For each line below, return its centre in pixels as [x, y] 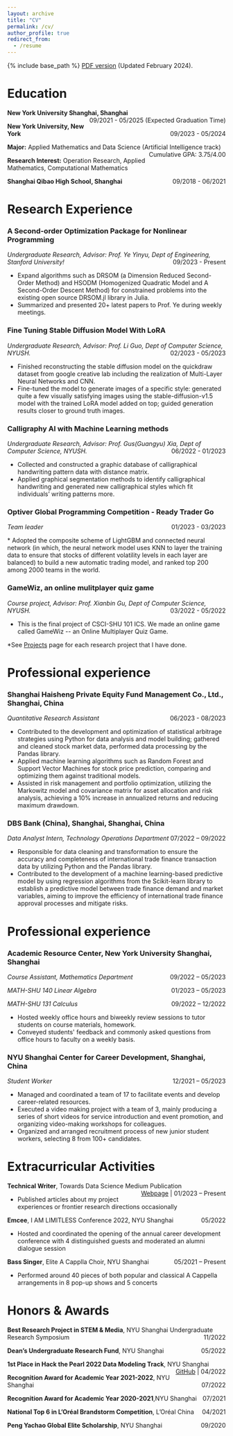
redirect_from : [29, 40]
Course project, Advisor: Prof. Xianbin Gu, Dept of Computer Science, [107, 603]
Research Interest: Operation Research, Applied [76, 160]
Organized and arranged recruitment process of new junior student [113, 1131]
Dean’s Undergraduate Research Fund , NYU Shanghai [86, 1351]
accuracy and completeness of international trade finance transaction [117, 859]
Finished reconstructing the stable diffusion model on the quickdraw [115, 366]
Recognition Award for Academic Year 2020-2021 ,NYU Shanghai [102, 1399]
